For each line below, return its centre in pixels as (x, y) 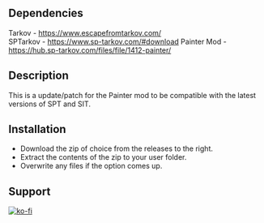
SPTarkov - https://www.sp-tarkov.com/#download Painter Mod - (117, 41)
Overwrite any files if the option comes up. (91, 166)
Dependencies (46, 13)
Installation (37, 129)
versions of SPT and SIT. (50, 104)
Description (38, 76)
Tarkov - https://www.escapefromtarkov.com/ (85, 32)
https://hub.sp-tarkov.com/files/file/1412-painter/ (90, 50)
